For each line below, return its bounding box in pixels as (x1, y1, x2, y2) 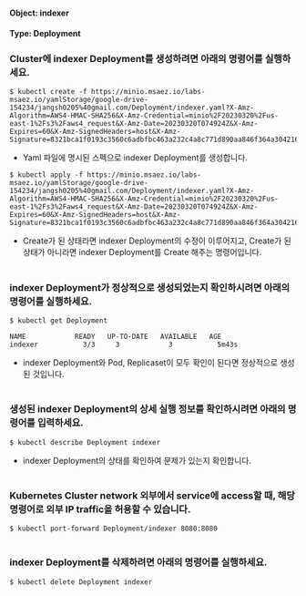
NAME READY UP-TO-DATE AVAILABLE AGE (9, 333, 222, 342)
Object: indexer (9, 7, 70, 18)
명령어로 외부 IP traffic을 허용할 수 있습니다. (9, 502, 191, 515)
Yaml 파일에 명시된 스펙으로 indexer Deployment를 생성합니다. (22, 152, 248, 163)
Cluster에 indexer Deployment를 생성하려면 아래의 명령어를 (9, 53, 263, 66)
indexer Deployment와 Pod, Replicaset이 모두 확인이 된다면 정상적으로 (22, 357, 279, 368)
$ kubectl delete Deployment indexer (9, 577, 153, 587)
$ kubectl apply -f (9, 170, 84, 180)
